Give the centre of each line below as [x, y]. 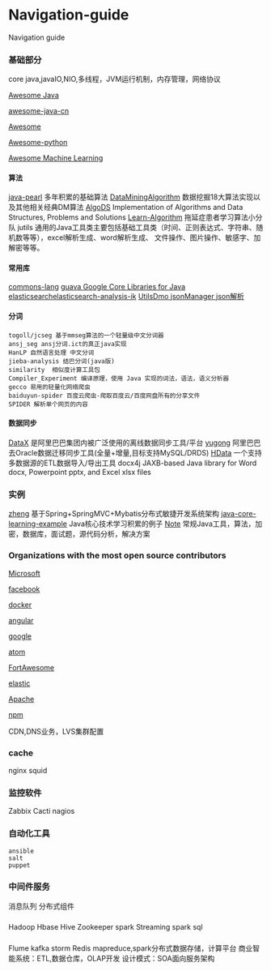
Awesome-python [38, 143]
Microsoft [24, 573]
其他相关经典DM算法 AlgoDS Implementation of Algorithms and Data [129, 207]
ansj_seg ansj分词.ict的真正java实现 [68, 344]
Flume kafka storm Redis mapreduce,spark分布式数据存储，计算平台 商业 [131, 948]
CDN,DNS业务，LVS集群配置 [56, 731]
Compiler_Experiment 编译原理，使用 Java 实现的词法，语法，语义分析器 [119, 379]
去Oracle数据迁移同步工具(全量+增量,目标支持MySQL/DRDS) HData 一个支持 [135, 453]
